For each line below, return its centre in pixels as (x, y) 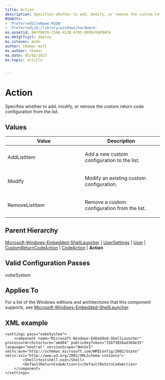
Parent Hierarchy (31, 231)
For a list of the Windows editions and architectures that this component (78, 302)
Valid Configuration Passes (48, 263)
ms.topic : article (24, 60)
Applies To (22, 291)
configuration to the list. (112, 160)
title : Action (20, 10)
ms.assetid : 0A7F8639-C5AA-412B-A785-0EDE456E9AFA (58, 32)
